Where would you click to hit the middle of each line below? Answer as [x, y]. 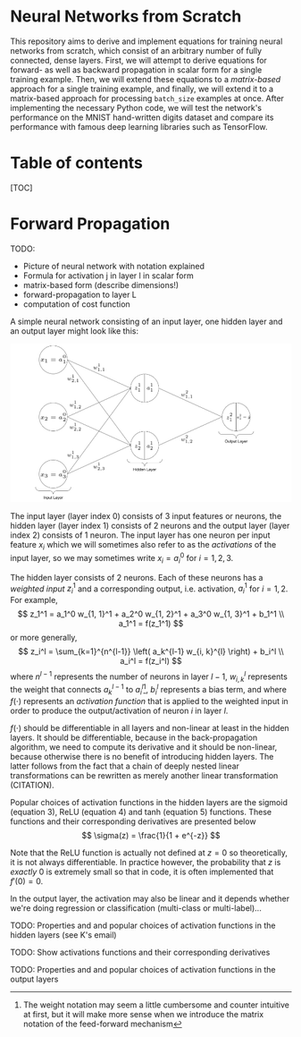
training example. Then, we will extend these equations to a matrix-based [146, 79]
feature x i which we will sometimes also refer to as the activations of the [143, 546]
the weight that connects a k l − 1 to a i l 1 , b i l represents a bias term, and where [148, 690]
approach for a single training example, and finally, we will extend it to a [142, 89]
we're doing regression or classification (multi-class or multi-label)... [136, 908]
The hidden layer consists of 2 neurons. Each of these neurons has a [137, 577]
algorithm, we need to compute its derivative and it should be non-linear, [144, 747]
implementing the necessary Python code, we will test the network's [136, 107]
